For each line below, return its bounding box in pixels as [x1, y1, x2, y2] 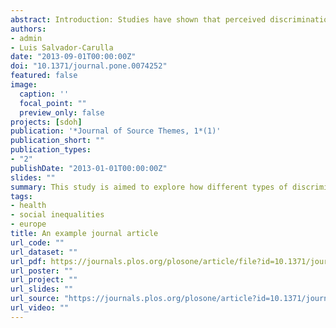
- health [10, 201, 47, 211]
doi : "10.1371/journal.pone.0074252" [10, 61, 168, 71]
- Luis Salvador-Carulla [10, 42, 114, 53]
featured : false [10, 71, 78, 81]
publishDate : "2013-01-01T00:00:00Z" [10, 163, 168, 173]
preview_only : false [19, 107, 105, 118]
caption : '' [19, 89, 70, 99]
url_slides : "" [10, 284, 74, 295]
